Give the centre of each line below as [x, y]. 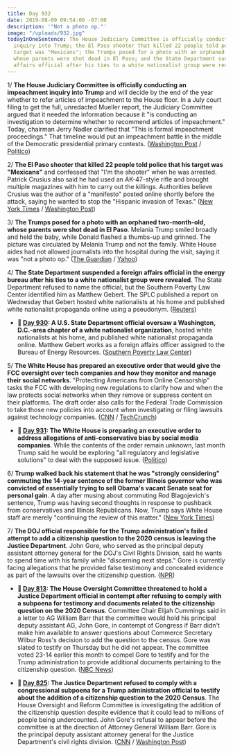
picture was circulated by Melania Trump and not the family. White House [112, 244]
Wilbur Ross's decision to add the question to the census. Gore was [114, 640]
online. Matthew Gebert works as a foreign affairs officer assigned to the [121, 344]
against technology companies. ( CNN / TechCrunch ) [82, 417]
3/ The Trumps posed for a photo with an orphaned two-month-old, [106, 222]
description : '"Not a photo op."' [57, 26]
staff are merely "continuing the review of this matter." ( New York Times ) [111, 517]
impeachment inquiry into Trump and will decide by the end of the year [110, 92]
